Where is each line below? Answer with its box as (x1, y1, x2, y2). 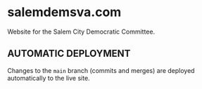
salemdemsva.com (7, 4, 122, 20)
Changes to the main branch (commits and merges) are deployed (7, 66, 195, 74)
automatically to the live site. (7, 74, 90, 82)
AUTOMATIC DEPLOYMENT (7, 48, 131, 60)
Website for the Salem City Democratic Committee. (7, 27, 156, 36)
